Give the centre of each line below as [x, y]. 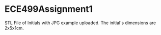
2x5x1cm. [14, 28]
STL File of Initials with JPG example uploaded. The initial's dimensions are [80, 23]
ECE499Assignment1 [49, 9]
